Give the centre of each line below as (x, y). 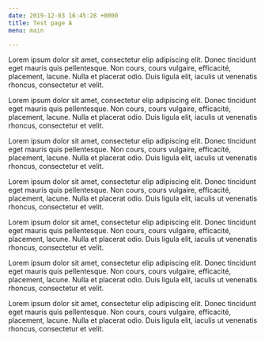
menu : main (26, 30)
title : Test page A (40, 23)
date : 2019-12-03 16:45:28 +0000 (63, 15)
